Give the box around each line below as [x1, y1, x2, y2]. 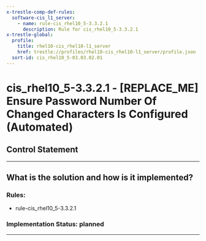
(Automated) [6, 120, 74, 134]
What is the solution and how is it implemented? [6, 172, 193, 183]
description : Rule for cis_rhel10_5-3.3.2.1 [22, 26, 139, 33]
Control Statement [6, 145, 78, 155]
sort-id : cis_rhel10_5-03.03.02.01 [12, 55, 103, 61]
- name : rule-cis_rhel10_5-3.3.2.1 [17, 20, 109, 26]
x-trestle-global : [6, 32, 53, 38]
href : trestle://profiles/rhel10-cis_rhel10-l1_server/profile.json [17, 49, 196, 55]
